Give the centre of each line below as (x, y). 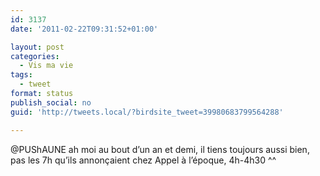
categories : (35, 56)
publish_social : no (51, 102)
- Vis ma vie (46, 66)
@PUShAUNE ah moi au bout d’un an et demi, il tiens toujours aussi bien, (160, 149)
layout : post (37, 47)
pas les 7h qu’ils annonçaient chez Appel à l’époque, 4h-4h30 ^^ (143, 160)
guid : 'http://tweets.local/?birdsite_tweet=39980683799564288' (147, 112)
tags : (21, 75)
